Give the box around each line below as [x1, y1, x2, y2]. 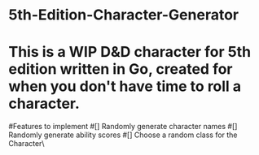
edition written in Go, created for [8, 60, 234, 79]
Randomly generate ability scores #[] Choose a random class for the [8, 130, 238, 140]
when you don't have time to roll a [8, 77, 242, 96]
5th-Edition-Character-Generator [8, 6, 239, 24]
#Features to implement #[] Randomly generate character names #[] [8, 122, 238, 131]
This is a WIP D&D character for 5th [8, 43, 251, 62]
